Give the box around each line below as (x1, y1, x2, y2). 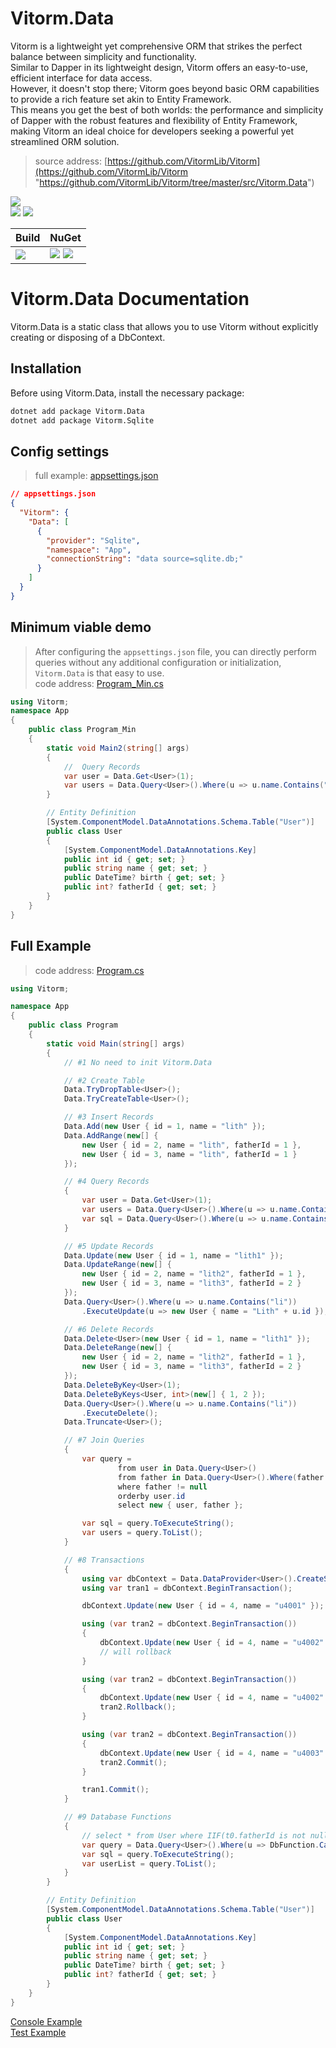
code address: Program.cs (34, 964, 145, 976)
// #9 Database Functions (63, 1812, 172, 1822)
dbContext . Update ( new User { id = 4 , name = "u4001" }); (81, 1601, 325, 1611)
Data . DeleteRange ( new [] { (63, 1343, 172, 1353)
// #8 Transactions (63, 1555, 145, 1565)
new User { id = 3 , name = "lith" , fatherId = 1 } (81, 1149, 298, 1159)
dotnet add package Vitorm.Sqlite (10, 415, 155, 426)
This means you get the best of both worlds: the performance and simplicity (10, 103, 324, 116)
